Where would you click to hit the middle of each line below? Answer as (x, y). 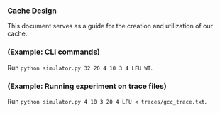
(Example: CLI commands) (54, 52)
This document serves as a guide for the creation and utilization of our (110, 26)
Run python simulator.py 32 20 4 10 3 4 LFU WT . (80, 68)
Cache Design (32, 11)
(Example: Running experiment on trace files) (87, 86)
